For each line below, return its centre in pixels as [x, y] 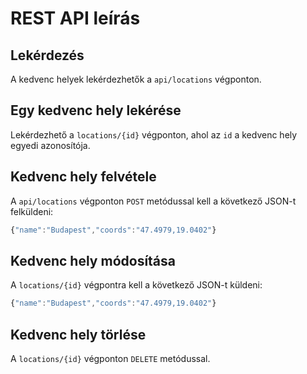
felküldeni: [32, 211]
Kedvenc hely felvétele [83, 177]
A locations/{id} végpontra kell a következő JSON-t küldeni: [136, 285]
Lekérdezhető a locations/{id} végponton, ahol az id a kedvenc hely [154, 134]
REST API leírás [75, 18]
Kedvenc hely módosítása [93, 260]
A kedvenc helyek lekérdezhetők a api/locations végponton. [136, 79]
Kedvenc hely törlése [78, 334]
